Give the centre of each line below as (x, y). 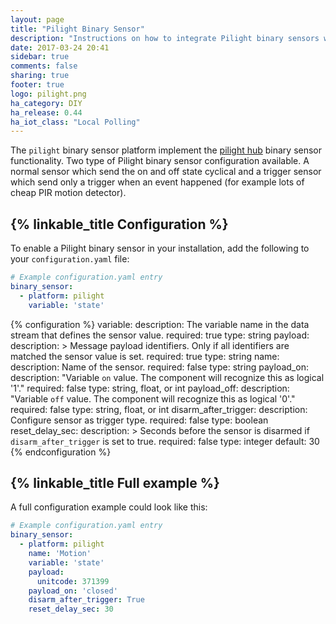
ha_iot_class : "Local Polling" (75, 122)
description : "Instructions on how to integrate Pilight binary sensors (165, 38)
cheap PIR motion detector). (68, 193)
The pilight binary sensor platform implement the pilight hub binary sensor (166, 150)
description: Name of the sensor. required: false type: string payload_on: (159, 367)
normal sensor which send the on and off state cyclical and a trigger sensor (166, 172)
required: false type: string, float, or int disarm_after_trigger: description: (159, 409)
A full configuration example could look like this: (109, 507)
